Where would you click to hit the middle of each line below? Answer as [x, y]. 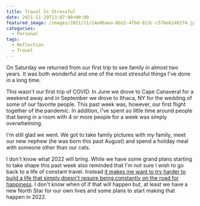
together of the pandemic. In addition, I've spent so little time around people [99, 110]
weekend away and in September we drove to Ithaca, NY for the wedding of [99, 98]
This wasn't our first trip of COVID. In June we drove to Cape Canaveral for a [100, 91]
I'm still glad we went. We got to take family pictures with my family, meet [96, 135]
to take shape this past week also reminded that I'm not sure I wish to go [95, 165]
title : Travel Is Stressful [41, 12]
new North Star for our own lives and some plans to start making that [91, 191]
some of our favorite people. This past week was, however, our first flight [96, 104]
